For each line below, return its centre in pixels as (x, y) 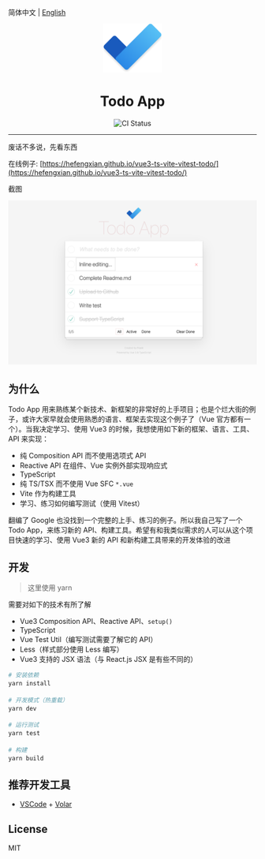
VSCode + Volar (46, 805)
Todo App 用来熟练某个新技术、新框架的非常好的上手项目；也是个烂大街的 (129, 409)
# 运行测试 (24, 725)
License (28, 829)
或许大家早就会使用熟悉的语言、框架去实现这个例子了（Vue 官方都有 (133, 419)
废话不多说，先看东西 (43, 147)
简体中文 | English (37, 12)
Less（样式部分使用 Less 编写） (71, 649)
